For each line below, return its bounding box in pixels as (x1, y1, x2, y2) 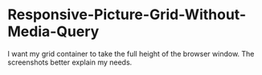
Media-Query (7, 22, 100, 41)
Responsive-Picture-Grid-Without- (7, 6, 247, 24)
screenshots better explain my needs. (7, 57, 133, 67)
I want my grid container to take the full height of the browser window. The (7, 49, 255, 58)
